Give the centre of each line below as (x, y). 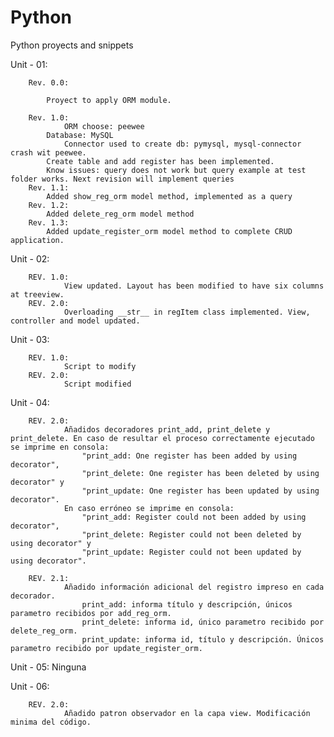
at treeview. (37, 294)
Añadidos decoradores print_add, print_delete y (167, 429)
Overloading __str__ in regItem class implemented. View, (187, 312)
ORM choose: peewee (104, 126)
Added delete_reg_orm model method (120, 214)
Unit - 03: (30, 339)
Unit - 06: (30, 686)
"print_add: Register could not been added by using (194, 517)
